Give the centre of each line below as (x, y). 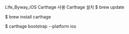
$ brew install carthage (28, 17)
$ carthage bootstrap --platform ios (41, 26)
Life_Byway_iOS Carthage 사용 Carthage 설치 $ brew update (65, 7)
